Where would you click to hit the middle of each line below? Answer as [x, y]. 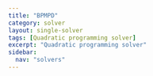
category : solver [37, 23]
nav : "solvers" [40, 60]
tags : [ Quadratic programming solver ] [72, 38]
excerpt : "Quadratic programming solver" [78, 45]
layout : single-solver [46, 30]
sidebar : [23, 52]
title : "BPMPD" [33, 15]
